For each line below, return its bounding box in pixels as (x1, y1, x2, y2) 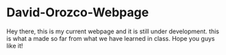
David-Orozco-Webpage (6, 5, 149, 20)
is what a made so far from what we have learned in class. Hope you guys (6, 34, 215, 42)
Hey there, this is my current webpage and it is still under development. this (6, 27, 220, 35)
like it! (6, 41, 23, 50)
